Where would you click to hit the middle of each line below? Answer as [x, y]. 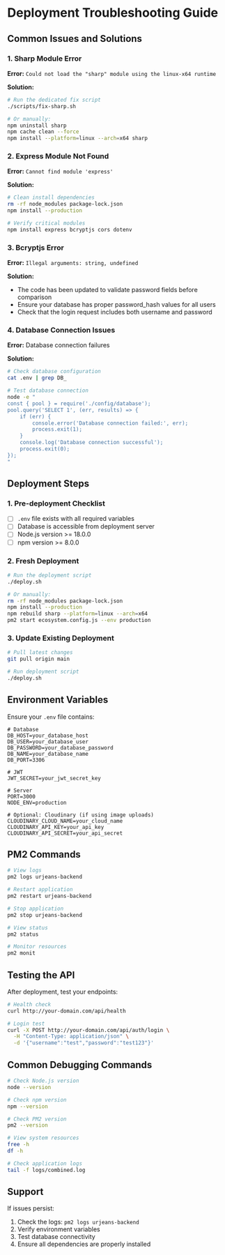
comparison [34, 297]
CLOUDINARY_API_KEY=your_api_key [56, 827]
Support [25, 1192]
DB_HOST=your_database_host [48, 736]
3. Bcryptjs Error [36, 248]
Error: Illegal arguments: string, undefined [73, 263]
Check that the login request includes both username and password [115, 312]
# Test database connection [48, 391]
